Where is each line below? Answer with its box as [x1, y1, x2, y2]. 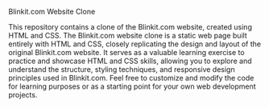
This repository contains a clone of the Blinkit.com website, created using [8, 22, 252, 31]
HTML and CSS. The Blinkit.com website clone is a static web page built [8, 31, 247, 40]
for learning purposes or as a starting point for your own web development [8, 81, 256, 91]
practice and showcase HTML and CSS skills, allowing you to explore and [8, 56, 252, 65]
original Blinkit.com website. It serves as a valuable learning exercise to [8, 48, 245, 57]
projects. [8, 90, 38, 99]
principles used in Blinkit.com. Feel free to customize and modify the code [8, 73, 255, 82]
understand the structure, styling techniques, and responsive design [8, 65, 235, 74]
